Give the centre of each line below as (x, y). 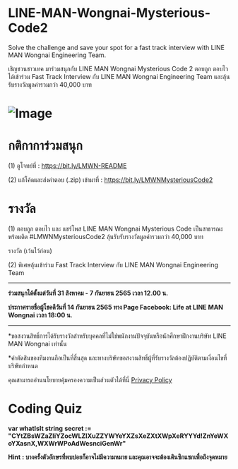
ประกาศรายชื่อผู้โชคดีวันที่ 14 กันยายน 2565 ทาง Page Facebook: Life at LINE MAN (116, 307)
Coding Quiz (45, 409)
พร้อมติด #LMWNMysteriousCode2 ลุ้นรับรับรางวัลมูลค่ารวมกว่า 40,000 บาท (106, 237)
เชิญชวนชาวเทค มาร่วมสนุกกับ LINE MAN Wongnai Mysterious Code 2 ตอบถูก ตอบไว (118, 68)
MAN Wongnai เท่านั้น (37, 344)
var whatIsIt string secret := (50, 428)
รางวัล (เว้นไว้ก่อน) (30, 251)
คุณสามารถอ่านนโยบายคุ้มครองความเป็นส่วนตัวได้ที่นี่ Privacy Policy (90, 380)
